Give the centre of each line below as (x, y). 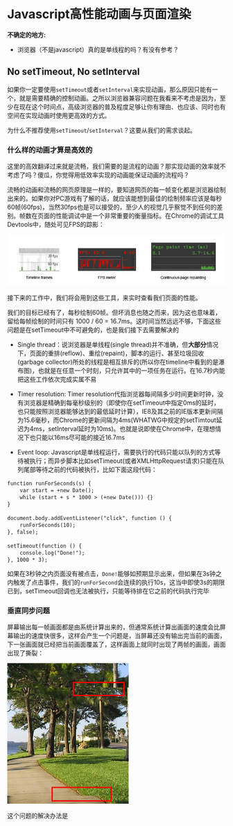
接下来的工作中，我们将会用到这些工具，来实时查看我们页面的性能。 (104, 298)
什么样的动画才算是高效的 (50, 150)
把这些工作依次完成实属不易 (57, 380)
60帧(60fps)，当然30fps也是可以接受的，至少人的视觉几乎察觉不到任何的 (112, 207)
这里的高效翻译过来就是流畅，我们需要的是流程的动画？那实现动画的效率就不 (116, 167)
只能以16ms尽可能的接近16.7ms (80, 437)
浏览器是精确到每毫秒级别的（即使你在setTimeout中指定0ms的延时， (122, 403)
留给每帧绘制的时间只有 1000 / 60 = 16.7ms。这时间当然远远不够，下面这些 (114, 321)
